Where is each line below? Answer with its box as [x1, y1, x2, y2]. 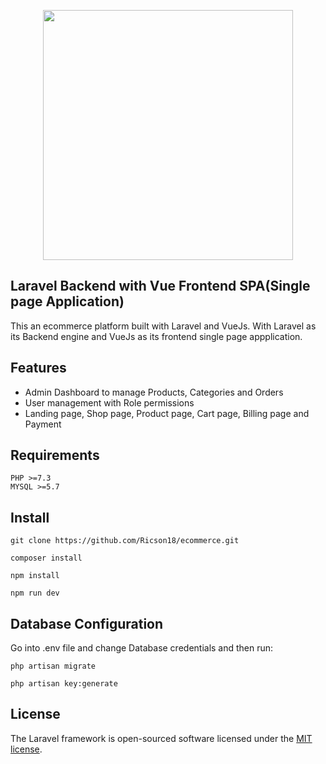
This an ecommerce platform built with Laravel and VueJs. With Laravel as [10, 320, 317, 332]
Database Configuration [10, 615, 164, 632]
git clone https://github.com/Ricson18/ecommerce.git [10, 536, 240, 546]
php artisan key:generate [10, 679, 118, 689]
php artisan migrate [10, 661, 97, 672]
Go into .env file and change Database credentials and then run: [10, 642, 274, 654]
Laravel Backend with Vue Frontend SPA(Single [10, 278, 311, 295]
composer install [10, 553, 83, 564]
